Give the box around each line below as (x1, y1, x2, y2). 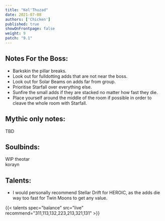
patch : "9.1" (5, 36, 33, 41)
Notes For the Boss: (5, 54, 68, 63)
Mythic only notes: (5, 115, 65, 123)
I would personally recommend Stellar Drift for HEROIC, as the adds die (12, 190, 160, 196)
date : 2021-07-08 (5, 12, 42, 17)
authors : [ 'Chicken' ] (5, 17, 51, 22)
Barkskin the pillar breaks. (12, 68, 67, 74)
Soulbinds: (5, 143, 40, 151)
